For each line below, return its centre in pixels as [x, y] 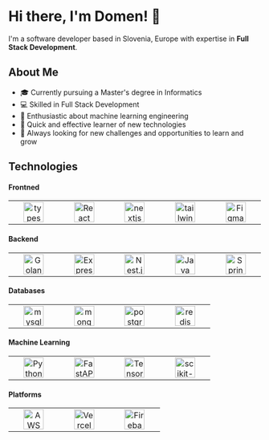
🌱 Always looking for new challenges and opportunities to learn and [132, 132]
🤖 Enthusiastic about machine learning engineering [104, 116]
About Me [33, 73]
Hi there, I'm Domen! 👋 [85, 16]
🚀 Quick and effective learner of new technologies [103, 124]
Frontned [24, 187]
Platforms [25, 394]
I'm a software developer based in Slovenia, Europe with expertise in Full [128, 39]
